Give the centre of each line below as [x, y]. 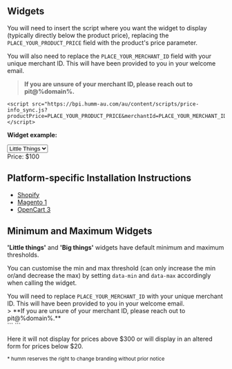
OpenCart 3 [34, 209]
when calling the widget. [42, 283]
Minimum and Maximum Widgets [80, 231]
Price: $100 [23, 156]
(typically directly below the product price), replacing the [88, 35]
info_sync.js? [28, 110]
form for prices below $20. [45, 346]
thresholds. [23, 255]
